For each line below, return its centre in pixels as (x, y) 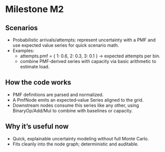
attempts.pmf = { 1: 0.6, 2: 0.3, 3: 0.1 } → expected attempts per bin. (90, 56)
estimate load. (35, 67)
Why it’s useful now (37, 127)
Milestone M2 (35, 9)
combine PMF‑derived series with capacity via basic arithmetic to (88, 61)
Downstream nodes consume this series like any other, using (76, 105)
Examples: (23, 51)
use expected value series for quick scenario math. (66, 45)
